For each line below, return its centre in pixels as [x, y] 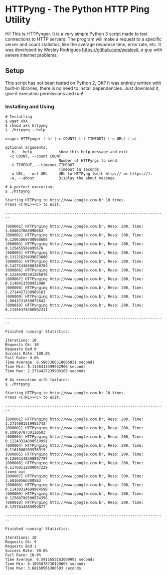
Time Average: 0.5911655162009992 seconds [50, 559]
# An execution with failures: [38, 380]
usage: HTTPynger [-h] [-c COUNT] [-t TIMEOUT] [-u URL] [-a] [71, 139]
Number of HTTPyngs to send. [89, 161]
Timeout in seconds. [80, 170]
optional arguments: [27, 148]
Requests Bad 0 [21, 349]
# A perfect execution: [30, 187]
